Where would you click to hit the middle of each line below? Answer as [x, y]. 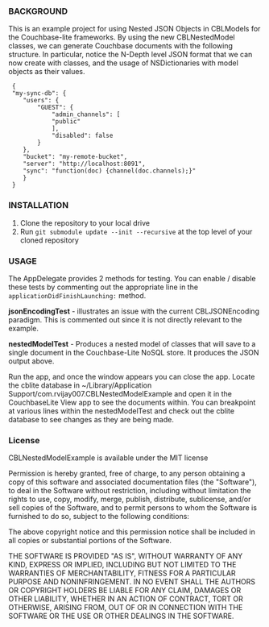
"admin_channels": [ [86, 114]
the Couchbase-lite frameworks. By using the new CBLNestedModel [122, 37]
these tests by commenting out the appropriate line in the [103, 287]
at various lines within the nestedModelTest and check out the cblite [122, 411]
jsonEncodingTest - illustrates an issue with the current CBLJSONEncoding [134, 311]
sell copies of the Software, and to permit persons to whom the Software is [133, 508]
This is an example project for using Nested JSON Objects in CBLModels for [134, 29]
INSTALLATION [39, 206]
